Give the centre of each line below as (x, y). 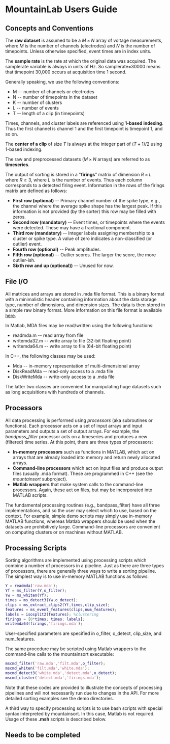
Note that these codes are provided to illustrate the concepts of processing (84, 687)
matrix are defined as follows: (36, 191)
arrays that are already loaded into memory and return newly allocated (86, 457)
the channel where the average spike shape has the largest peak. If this (87, 206)
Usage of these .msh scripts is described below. (56, 719)
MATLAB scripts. (30, 495)
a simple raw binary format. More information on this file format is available (84, 310)
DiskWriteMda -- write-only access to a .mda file (64, 377)
